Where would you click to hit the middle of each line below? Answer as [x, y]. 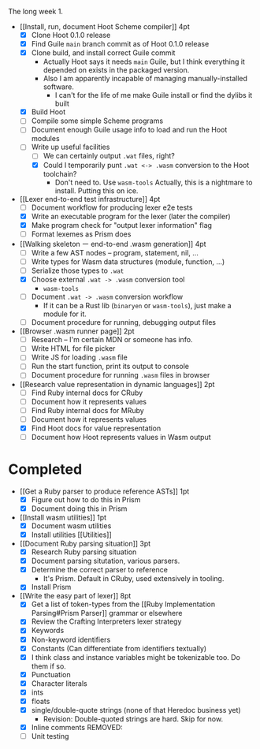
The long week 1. [35, 11]
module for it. [65, 314]
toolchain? [60, 173]
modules [46, 139]
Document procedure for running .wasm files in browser [121, 375]
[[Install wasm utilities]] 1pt [63, 517]
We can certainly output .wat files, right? [109, 156]
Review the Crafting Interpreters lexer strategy [106, 621]
